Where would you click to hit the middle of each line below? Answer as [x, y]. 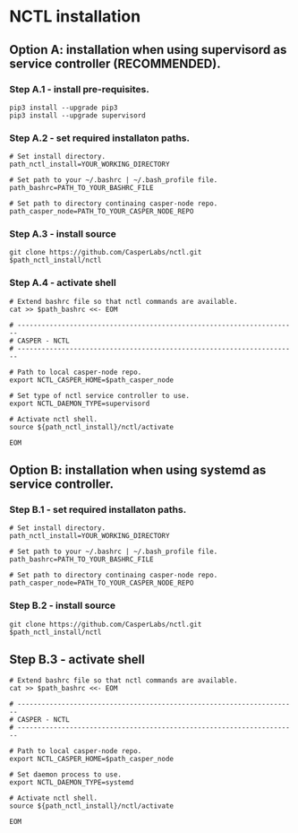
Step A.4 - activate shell [63, 282]
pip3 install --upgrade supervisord [77, 115]
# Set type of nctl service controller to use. [100, 395]
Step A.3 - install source [63, 234]
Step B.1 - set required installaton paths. [98, 510]
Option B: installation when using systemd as [138, 470]
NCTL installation [75, 17]
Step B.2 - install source [63, 605]
